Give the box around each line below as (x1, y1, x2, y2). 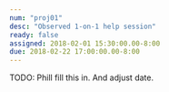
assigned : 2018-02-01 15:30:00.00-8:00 (9, 38, 161, 48)
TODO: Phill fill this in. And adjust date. (9, 72, 154, 83)
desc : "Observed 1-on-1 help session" (9, 22, 156, 31)
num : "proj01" (9, 13, 64, 23)
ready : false (9, 30, 59, 39)
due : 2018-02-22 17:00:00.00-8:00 (9, 47, 141, 56)
